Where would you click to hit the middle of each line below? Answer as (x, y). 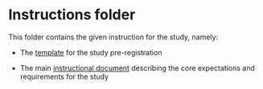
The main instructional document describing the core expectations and (137, 68)
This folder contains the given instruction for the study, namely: (113, 37)
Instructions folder (72, 15)
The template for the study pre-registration (91, 52)
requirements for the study (64, 76)
